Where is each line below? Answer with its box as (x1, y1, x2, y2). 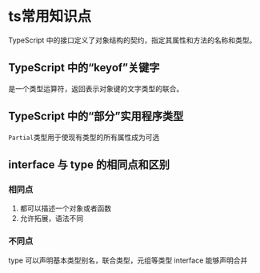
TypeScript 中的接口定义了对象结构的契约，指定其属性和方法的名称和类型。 (8, 35, 257, 45)
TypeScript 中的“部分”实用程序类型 (8, 110, 184, 123)
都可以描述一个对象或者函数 (19, 203, 112, 213)
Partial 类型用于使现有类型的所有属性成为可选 (8, 132, 160, 142)
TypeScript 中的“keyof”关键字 (8, 61, 160, 74)
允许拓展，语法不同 (19, 214, 84, 223)
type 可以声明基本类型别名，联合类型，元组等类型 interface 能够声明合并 (8, 255, 248, 265)
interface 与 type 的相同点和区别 (8, 158, 170, 171)
